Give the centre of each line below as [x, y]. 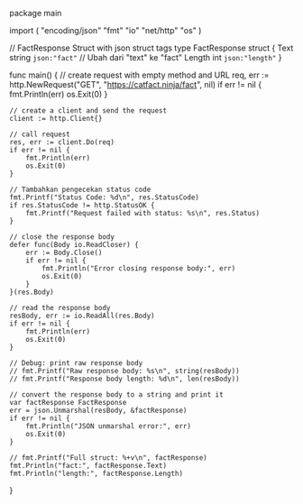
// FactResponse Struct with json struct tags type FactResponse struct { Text [151, 48]
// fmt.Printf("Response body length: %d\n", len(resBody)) [125, 379]
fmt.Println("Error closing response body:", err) [139, 269]
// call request [40, 134]
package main [36, 13]
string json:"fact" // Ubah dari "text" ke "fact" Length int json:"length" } [146, 57]
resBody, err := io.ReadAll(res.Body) [82, 316]
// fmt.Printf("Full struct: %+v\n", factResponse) [108, 458]
